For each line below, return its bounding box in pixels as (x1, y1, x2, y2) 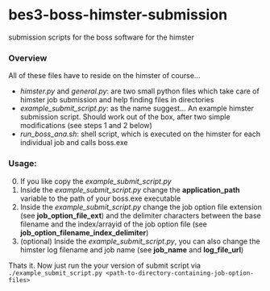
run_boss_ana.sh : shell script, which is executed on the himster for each (19, 129, 260, 139)
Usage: (8, 158, 38, 169)
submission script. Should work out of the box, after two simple (19, 112, 231, 122)
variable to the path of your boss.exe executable (19, 193, 181, 203)
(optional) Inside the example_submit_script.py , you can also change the (19, 236, 260, 246)
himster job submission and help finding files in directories (19, 95, 214, 105)
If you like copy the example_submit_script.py (19, 176, 172, 186)
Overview (8, 52, 48, 64)
